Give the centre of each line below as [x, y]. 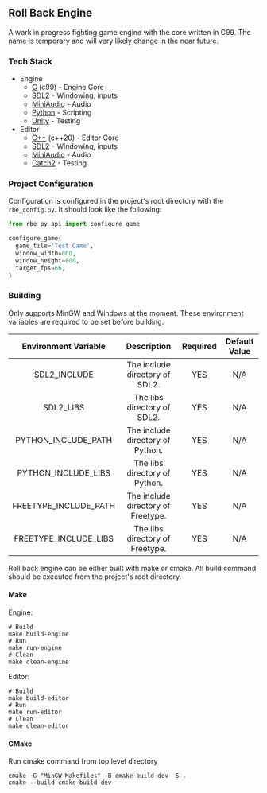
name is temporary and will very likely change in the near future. [114, 41]
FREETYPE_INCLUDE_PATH [64, 506]
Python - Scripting [62, 113]
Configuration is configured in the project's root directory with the [116, 201]
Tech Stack [31, 61]
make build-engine [39, 634]
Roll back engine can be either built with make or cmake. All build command [132, 568]
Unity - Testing [56, 121]
